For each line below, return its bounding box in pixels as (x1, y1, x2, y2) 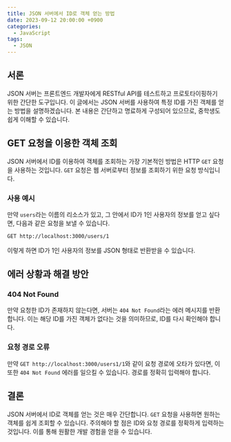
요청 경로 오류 (7, 342, 50, 352)
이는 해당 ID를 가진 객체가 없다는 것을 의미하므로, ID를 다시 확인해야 (27, 315, 208, 323)
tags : (7, 36, 23, 43)
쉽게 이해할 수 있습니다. (7, 115, 70, 123)
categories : (7, 23, 41, 30)
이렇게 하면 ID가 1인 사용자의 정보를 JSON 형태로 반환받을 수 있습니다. (7, 246, 196, 255)
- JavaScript (13, 29, 51, 37)
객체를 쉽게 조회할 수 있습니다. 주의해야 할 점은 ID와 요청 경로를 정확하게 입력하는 (7, 418, 225, 427)
